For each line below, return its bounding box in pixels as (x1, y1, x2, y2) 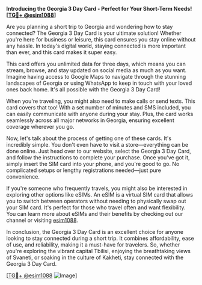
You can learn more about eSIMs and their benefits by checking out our (6, 210, 183, 217)
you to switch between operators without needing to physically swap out (6, 198, 186, 204)
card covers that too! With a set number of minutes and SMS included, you (6, 104, 191, 111)
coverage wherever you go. (6, 123, 75, 130)
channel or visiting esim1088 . (6, 216, 78, 224)
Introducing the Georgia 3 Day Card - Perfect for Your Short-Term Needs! (6, 5, 192, 12)
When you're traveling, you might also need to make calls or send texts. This (6, 97, 195, 105)
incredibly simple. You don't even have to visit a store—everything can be (6, 141, 189, 148)
